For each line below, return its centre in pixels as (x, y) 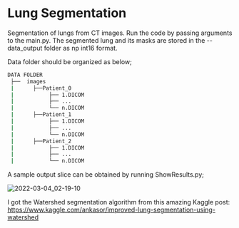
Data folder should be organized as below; (70, 61)
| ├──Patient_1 (41, 115)
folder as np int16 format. (81, 48)
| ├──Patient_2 (41, 141)
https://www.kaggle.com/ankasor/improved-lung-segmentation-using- (112, 210)
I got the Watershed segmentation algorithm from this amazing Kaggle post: (119, 202)
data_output (25, 48)
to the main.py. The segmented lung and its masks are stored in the (106, 40)
